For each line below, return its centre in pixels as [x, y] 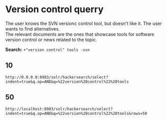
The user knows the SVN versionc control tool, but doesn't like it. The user [84, 23]
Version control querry [54, 9]
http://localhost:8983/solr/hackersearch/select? [59, 109]
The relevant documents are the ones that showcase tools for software [80, 34]
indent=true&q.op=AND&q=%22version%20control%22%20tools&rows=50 [76, 113]
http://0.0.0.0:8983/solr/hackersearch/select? [57, 77]
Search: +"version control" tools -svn [48, 49]
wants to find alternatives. [33, 28]
